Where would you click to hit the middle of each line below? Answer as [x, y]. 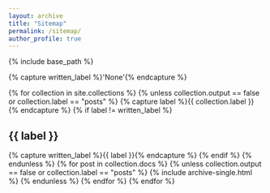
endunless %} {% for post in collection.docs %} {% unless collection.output [135, 164]
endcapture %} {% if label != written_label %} [96, 110]
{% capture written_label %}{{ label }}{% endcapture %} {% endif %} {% [131, 156]
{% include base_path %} [51, 62]
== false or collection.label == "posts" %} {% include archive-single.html [131, 173]
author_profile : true [45, 39]
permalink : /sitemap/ [45, 31]
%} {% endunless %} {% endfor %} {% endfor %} [92, 181]
